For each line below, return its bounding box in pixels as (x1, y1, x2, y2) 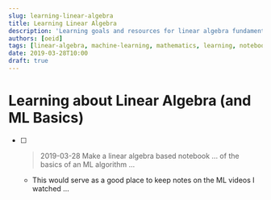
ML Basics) (8, 109, 85, 127)
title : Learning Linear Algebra (8, 19, 117, 27)
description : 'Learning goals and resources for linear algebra (8, 27, 229, 35)
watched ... (31, 183, 70, 194)
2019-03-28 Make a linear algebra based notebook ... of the (40, 151, 240, 160)
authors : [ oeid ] (8, 34, 63, 43)
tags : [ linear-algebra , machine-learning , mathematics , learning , (8, 42, 236, 50)
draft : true (8, 57, 48, 65)
